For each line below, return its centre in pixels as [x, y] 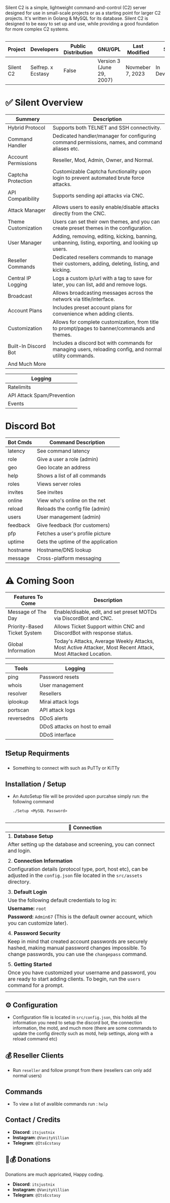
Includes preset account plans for [92, 307]
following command [33, 802]
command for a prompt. [36, 985]
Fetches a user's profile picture [74, 533]
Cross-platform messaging [69, 558]
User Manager [25, 242]
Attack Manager [27, 210]
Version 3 [109, 61]
